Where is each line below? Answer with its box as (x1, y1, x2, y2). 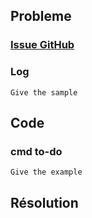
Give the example (10, 167, 83, 178)
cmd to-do (10, 144, 63, 158)
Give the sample (10, 87, 78, 98)
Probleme (10, 8, 72, 25)
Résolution (10, 194, 79, 211)
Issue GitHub (10, 38, 75, 52)
